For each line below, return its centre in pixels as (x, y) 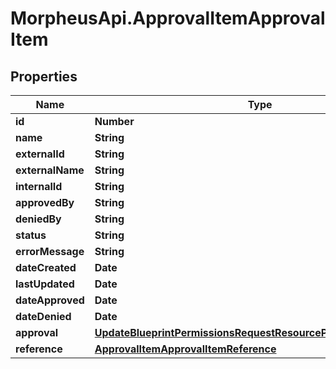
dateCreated (46, 267)
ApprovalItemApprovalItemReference (185, 349)
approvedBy (45, 202)
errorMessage (50, 251)
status (31, 235)
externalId (40, 154)
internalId (39, 186)
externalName (50, 170)
